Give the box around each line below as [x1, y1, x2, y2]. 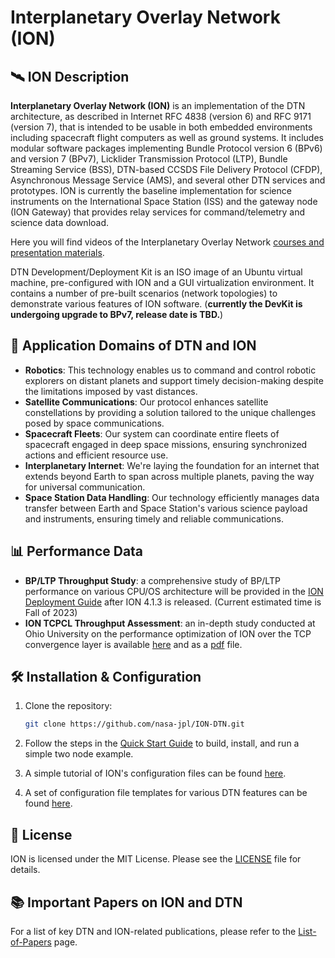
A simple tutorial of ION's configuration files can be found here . [24, 767, 287, 780]
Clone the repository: [24, 700, 113, 712]
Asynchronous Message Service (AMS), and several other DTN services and [10, 174, 326, 186]
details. [10, 864, 41, 876]
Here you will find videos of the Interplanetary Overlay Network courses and [10, 236, 325, 248]
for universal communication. [24, 481, 146, 493]
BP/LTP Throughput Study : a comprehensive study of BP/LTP [24, 574, 281, 586]
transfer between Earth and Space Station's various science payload [24, 502, 308, 514]
